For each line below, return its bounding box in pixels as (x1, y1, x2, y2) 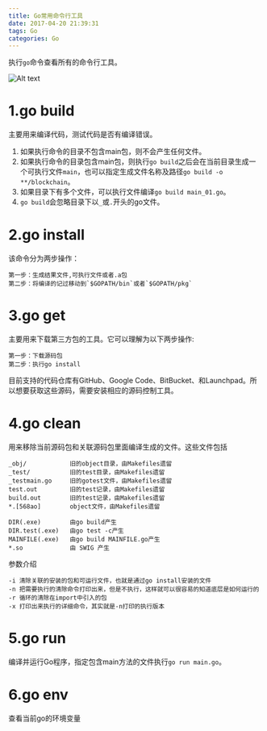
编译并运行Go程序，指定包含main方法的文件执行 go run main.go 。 (8, 657, 226, 666)
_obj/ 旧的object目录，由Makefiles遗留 (8, 460, 173, 468)
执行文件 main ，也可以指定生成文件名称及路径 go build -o (34, 167, 223, 177)
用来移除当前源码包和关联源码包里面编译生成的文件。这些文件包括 (8, 442, 227, 452)
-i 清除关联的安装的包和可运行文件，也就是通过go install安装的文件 (8, 577, 212, 585)
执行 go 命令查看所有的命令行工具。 (8, 57, 123, 67)
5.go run (8, 629, 66, 648)
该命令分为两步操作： (8, 253, 79, 263)
